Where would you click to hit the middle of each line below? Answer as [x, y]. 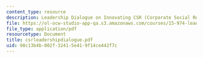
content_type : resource [36, 12]
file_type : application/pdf [42, 29]
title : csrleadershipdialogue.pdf [50, 40]
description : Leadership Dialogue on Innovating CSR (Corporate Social [98, 18]
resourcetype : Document [36, 34]
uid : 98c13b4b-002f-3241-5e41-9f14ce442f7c [62, 46]
